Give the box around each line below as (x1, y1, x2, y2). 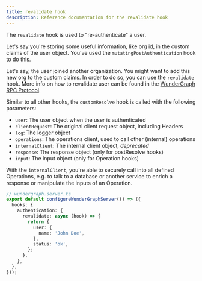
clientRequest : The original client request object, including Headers (14, 122, 183, 130)
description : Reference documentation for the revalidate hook (6, 14, 168, 21)
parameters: (6, 104, 37, 112)
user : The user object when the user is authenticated (14, 116, 146, 124)
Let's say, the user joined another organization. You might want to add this (6, 67, 191, 74)
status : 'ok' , (32, 241, 69, 247)
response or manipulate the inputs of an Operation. (6, 179, 133, 186)
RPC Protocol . (6, 86, 41, 93)
